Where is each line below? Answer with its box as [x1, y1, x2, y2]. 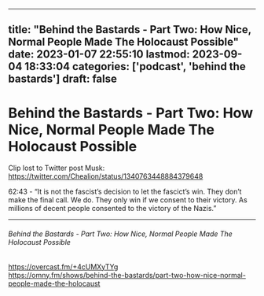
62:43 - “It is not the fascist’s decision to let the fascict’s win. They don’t [8, 187, 242, 197]
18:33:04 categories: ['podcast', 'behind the [24, 60, 246, 73]
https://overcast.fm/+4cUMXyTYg [8, 261, 119, 272]
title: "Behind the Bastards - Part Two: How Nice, [8, 23, 251, 36]
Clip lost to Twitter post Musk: [8, 163, 105, 173]
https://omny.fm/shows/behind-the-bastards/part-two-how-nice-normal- [8, 270, 246, 279]
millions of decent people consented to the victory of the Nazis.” [8, 204, 217, 213]
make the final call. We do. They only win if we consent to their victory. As [8, 195, 247, 205]
